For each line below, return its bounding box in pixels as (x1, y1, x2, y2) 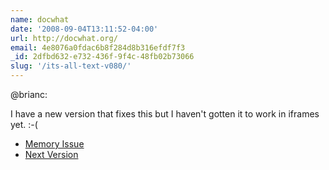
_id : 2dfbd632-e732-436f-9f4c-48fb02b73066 (10, 52, 195, 62)
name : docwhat (10, 14, 70, 25)
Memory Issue (24, 138, 85, 150)
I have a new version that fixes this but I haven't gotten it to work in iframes (10, 108, 320, 120)
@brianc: (10, 89, 48, 100)
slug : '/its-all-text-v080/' (10, 61, 132, 71)
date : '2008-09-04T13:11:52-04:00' (10, 24, 159, 34)
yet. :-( (10, 119, 38, 130)
